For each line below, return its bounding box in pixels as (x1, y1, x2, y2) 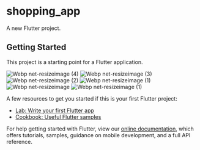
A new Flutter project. (6, 24, 61, 32)
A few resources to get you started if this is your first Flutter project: (6, 95, 177, 102)
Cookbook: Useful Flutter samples (15, 113, 102, 120)
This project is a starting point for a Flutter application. (6, 58, 143, 65)
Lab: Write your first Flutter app (15, 107, 95, 114)
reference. (6, 138, 32, 145)
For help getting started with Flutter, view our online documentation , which (6, 125, 194, 132)
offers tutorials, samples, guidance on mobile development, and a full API (6, 131, 191, 138)
